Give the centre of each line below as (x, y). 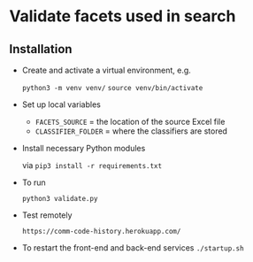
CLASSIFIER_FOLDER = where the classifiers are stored (131, 131)
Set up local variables (61, 104)
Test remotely (47, 215)
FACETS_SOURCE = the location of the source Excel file (130, 122)
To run (34, 182)
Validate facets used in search (123, 16)
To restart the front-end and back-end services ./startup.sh (133, 248)
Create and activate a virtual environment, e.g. (107, 70)
